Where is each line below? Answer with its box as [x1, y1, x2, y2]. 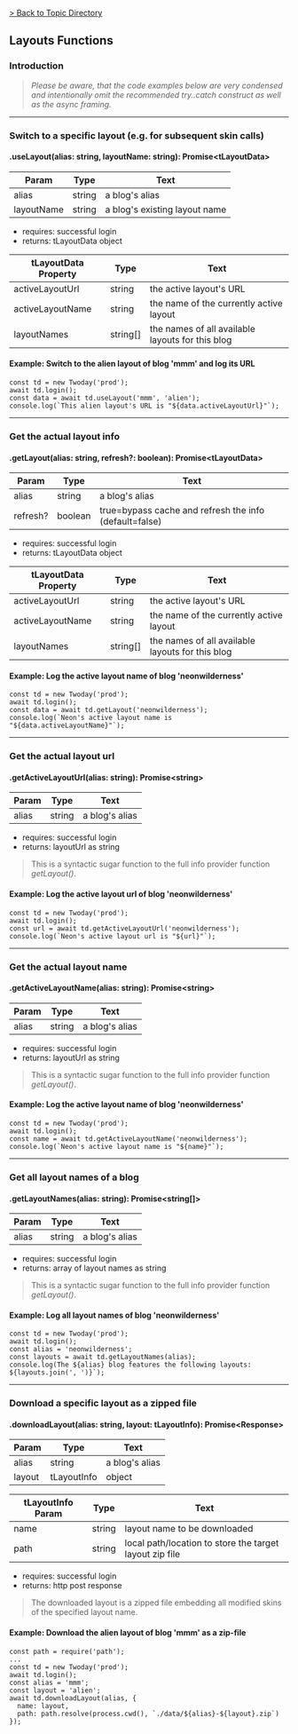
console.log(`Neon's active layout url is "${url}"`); [9, 931, 216, 940]
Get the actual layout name [9, 961, 128, 973]
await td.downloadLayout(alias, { [9, 1693, 137, 1703]
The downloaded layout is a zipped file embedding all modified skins [30, 1597, 282, 1608]
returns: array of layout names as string [21, 1263, 167, 1273]
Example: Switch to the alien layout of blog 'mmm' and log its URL [9, 359, 255, 369]
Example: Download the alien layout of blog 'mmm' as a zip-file [9, 1627, 247, 1638]
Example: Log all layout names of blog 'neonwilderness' [9, 1310, 220, 1320]
